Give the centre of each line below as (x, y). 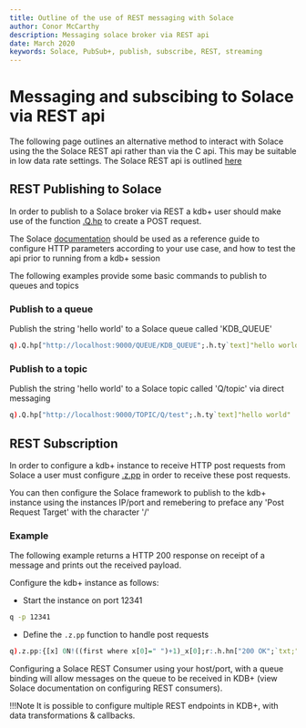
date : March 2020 (42, 43)
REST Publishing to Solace (86, 189)
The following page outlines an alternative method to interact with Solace (147, 141)
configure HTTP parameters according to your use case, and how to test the (153, 248)
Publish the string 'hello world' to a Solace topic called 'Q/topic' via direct (147, 389)
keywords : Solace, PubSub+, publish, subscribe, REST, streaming (136, 52)
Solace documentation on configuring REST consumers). (116, 688)
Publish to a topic (49, 368)
